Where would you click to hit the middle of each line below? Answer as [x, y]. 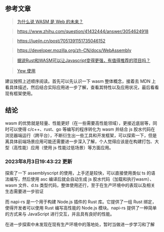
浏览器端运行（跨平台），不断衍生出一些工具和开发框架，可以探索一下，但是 [81, 135]
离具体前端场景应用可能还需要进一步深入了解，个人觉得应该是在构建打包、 [80, 141]
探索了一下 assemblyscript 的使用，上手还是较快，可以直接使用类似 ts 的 [78, 173]
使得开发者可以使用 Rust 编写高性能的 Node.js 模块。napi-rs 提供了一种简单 [81, 208]
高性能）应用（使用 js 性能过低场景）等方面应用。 [63, 147]
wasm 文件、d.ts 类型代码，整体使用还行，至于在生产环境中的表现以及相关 [80, 185]
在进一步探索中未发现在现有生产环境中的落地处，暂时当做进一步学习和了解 [80, 224]
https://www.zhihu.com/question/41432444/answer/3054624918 [83, 31]
